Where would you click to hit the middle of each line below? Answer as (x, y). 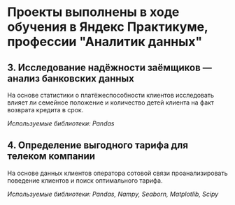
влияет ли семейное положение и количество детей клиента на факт (111, 102)
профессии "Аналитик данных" (105, 42)
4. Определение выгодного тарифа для (98, 145)
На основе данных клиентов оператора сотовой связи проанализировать (117, 173)
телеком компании (51, 157)
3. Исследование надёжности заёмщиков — (109, 67)
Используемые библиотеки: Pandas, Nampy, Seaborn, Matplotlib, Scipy (113, 194)
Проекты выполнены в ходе (93, 12)
